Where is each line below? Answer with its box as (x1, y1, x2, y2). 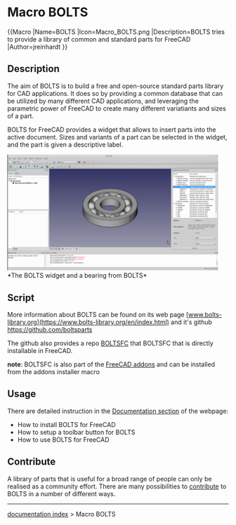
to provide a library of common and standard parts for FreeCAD (7, 35, 191, 43)
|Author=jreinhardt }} (7, 42, 68, 51)
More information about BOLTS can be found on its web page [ (7, 311, 189, 319)
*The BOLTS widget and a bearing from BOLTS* (7, 271, 147, 280)
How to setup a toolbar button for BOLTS (17, 428, 136, 436)
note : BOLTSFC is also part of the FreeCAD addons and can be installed (7, 360, 216, 369)
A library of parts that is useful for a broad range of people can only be (7, 474, 212, 483)
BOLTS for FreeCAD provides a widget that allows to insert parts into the (7, 125, 216, 134)
